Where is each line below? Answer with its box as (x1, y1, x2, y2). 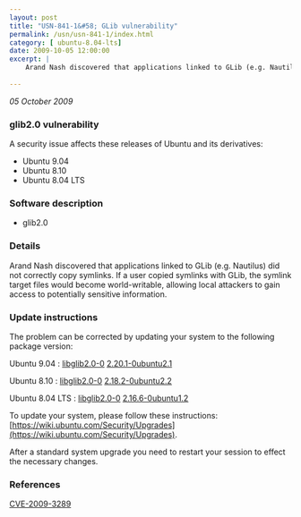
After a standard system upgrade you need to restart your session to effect (9, 446, 286, 457)
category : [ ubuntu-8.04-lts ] (9, 38, 123, 47)
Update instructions (9, 310, 99, 323)
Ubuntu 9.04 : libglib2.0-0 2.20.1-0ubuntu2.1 (9, 358, 173, 369)
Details (9, 240, 41, 252)
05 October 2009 (9, 96, 73, 106)
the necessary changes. (9, 455, 99, 466)
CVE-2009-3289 (9, 498, 72, 510)
